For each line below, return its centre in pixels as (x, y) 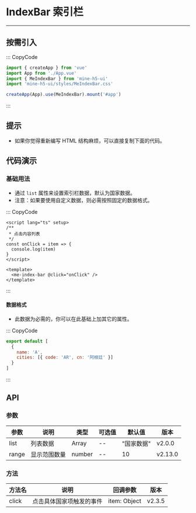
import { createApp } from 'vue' (47, 68)
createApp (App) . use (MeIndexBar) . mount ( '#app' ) (64, 95)
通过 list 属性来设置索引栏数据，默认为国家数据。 (75, 193)
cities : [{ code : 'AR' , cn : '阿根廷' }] (65, 358)
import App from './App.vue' (41, 73)
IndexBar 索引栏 (45, 12)
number (82, 454)
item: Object (125, 501)
